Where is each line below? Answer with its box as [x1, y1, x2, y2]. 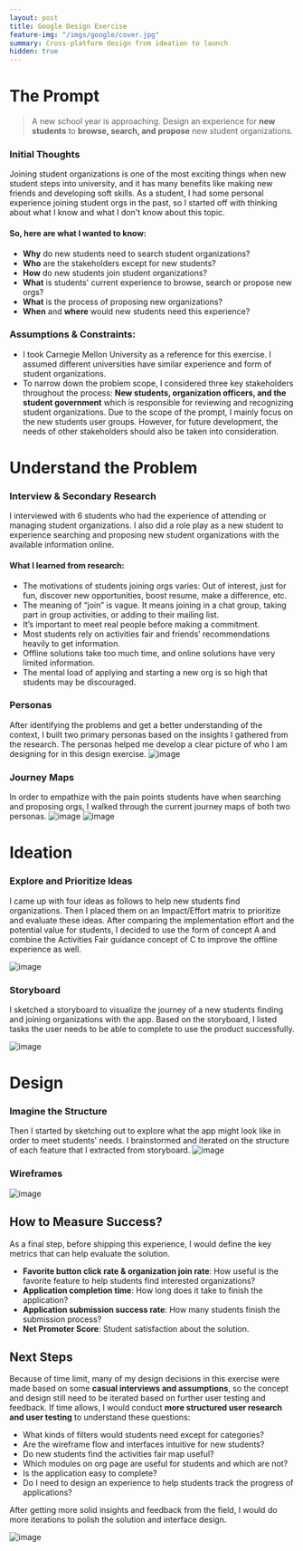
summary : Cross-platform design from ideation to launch [9, 38, 229, 48]
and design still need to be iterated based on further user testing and [9, 1393, 266, 1403]
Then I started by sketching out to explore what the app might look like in [9, 1125, 281, 1136]
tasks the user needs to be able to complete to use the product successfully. [9, 1023, 295, 1034]
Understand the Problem [9, 458, 198, 478]
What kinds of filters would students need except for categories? [22, 1430, 265, 1441]
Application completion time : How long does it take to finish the [22, 1285, 264, 1296]
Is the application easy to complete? [22, 1468, 157, 1479]
